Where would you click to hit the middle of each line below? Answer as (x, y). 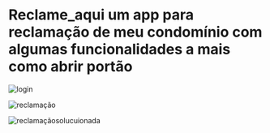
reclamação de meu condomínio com (135, 32)
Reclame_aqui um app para (101, 15)
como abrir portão (71, 67)
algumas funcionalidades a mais (120, 49)
